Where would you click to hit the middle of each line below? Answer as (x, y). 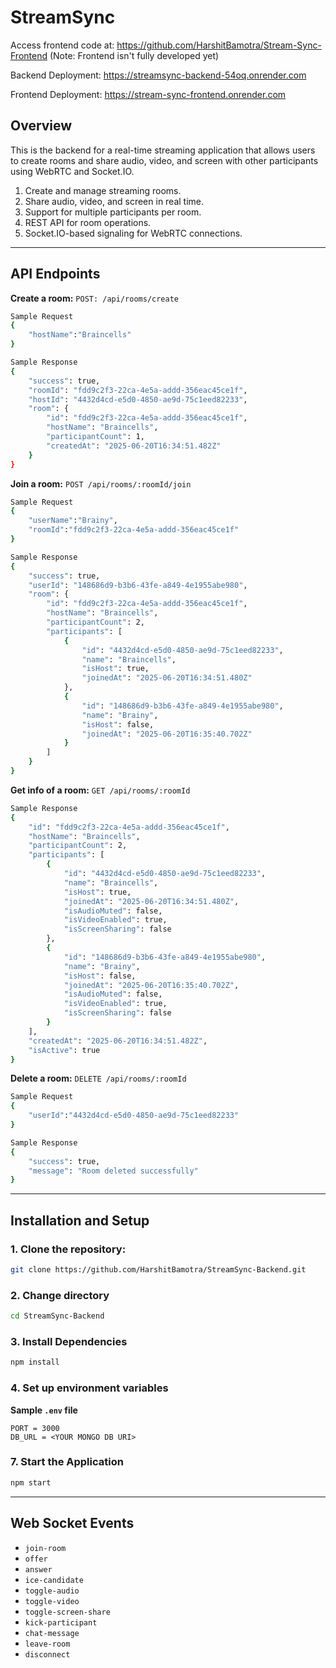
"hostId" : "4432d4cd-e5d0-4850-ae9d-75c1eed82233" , (138, 399)
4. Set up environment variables (89, 1388)
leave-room (47, 1644)
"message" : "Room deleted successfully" (113, 1171)
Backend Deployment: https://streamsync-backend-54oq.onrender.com (158, 75)
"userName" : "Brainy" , (73, 521)
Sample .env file (44, 1410)
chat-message (52, 1633)
